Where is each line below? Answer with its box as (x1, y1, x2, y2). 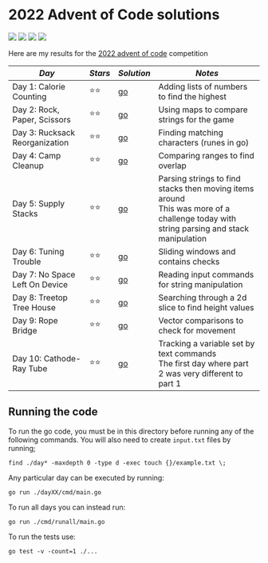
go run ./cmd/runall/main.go (8, 517, 105, 525)
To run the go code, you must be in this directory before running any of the (8, 426, 254, 436)
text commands (158, 348, 217, 359)
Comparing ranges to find (158, 150, 255, 161)
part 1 (158, 377, 182, 389)
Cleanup (12, 160, 44, 171)
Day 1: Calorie (12, 81, 66, 92)
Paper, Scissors (12, 114, 72, 125)
